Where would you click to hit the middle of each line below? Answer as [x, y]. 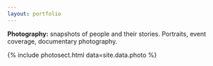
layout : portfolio [34, 14]
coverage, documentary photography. [62, 41]
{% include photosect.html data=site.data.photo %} [82, 55]
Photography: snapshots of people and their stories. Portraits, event [107, 34]
